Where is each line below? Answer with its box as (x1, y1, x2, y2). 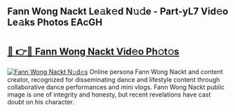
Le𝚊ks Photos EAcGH (7, 17, 103, 29)
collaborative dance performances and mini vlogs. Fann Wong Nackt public (7, 83, 225, 91)
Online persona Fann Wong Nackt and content (89, 68, 223, 76)
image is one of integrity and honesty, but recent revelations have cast (7, 90, 211, 99)
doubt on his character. (7, 98, 75, 106)
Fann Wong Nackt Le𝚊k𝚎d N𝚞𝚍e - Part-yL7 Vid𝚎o (7, 6, 229, 17)
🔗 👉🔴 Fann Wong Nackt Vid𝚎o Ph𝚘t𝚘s (7, 45, 180, 57)
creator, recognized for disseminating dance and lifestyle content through (7, 76, 220, 83)
